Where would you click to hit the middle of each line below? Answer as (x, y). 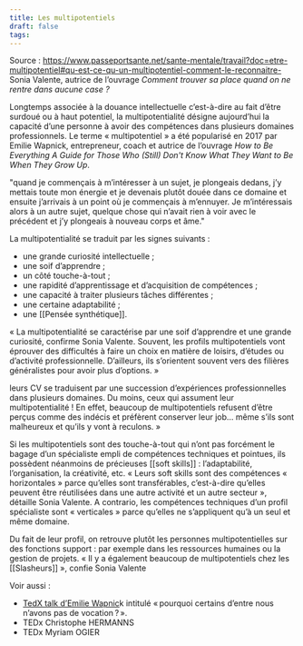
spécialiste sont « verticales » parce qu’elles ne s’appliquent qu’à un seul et (150, 512)
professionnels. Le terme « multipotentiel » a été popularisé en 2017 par (144, 136)
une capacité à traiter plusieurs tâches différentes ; (118, 295)
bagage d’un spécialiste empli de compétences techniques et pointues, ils (147, 454)
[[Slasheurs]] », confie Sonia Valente (78, 568)
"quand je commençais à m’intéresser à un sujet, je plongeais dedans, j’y (146, 183)
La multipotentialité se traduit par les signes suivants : (110, 239)
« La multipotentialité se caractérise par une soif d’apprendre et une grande (151, 332)
